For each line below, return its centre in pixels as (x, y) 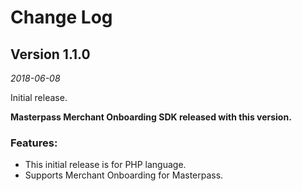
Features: (34, 143)
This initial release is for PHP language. (105, 165)
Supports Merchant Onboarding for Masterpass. (124, 175)
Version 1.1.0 (50, 54)
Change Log (61, 17)
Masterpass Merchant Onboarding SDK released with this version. (151, 117)
